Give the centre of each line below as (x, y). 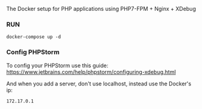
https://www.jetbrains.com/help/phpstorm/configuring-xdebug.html (91, 71)
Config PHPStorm (33, 52)
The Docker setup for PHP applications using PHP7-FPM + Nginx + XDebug (101, 9)
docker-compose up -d (34, 37)
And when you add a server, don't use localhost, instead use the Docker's (99, 84)
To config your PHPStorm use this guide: (57, 65)
